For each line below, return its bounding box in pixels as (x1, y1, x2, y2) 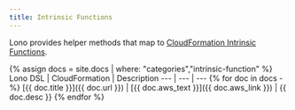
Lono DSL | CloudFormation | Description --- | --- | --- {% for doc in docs (9, 72, 277, 84)
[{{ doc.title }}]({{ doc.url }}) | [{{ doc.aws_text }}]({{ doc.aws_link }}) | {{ (21, 82, 286, 92)
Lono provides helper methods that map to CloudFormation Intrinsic (9, 37, 257, 48)
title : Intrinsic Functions (9, 12, 113, 22)
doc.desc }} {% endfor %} (9, 92, 105, 102)
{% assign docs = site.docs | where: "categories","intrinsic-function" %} (9, 63, 273, 74)
